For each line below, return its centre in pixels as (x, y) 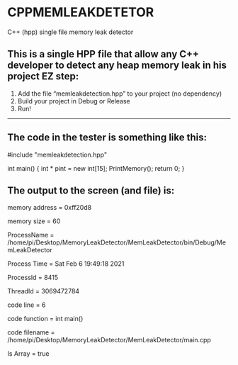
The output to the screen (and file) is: (91, 190)
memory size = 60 (34, 221)
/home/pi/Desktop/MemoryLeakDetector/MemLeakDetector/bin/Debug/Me (117, 242)
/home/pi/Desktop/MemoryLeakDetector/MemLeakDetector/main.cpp (109, 340)
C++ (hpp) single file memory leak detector (70, 32)
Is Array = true (28, 354)
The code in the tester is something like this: (107, 138)
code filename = (31, 332)
